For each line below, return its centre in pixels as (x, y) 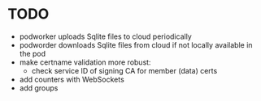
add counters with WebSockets (72, 79)
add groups (39, 88)
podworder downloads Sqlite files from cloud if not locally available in (136, 44)
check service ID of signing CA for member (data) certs (124, 70)
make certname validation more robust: (85, 62)
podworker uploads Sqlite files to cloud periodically (105, 36)
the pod (33, 53)
